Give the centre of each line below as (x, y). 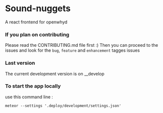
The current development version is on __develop (55, 74)
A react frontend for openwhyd (36, 22)
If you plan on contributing (37, 35)
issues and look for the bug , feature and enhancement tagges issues (72, 50)
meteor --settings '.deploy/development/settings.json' (63, 106)
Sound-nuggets (38, 9)
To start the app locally (33, 86)
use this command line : (29, 97)
